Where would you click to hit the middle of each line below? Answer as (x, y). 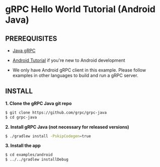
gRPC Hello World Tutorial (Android (81, 9)
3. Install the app (23, 146)
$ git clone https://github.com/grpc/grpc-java (56, 112)
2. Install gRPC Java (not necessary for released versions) (67, 127)
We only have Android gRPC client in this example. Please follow (79, 70)
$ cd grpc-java (21, 117)
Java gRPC (24, 51)
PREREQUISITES (31, 38)
